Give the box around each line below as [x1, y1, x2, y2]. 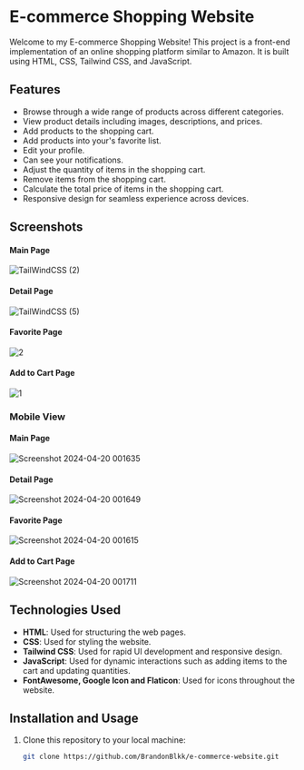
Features [9, 82, 61, 97]
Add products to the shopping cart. [22, 125, 154, 136]
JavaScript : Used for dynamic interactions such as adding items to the [22, 656, 288, 666]
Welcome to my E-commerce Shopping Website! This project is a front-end [9, 36, 290, 47]
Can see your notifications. [22, 154, 124, 165]
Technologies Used [9, 602, 121, 618]
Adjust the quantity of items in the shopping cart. [22, 163, 206, 174]
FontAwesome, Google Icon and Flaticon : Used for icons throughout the [22, 675, 295, 686]
